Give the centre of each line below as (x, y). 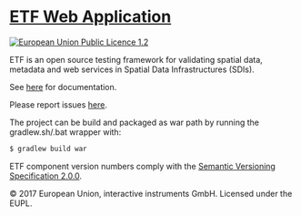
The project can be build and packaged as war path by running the (135, 122)
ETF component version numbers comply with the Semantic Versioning (142, 166)
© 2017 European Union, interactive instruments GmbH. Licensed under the (151, 193)
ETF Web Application (90, 17)
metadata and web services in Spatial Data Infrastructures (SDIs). (132, 69)
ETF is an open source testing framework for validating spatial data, (136, 59)
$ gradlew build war (49, 149)
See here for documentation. (63, 87)
